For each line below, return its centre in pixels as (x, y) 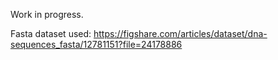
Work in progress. (47, 14)
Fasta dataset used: (51, 33)
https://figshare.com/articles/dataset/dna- (180, 33)
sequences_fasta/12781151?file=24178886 (96, 44)
